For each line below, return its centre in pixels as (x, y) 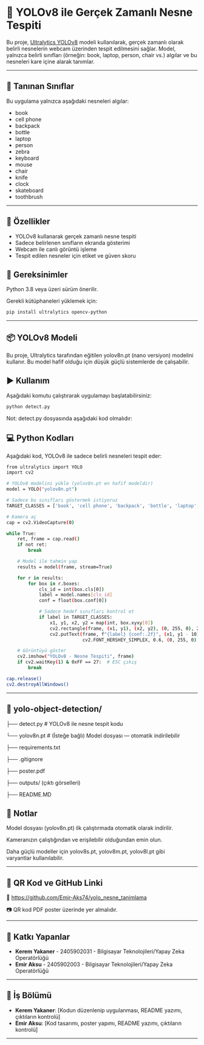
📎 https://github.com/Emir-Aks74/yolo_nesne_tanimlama (76, 898)
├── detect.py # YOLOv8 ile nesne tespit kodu (65, 723)
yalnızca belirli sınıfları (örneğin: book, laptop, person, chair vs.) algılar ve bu (102, 55)
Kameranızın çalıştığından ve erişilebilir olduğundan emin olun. (84, 840)
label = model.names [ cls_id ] (76, 595)
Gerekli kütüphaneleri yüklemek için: (52, 301)
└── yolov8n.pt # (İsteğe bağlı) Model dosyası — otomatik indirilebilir (93, 736)
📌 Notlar (22, 813)
